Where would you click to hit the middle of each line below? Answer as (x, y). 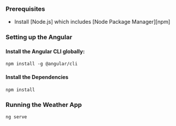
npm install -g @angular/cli (42, 64)
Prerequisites (25, 9)
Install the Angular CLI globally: (45, 51)
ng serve (16, 117)
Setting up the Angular (39, 37)
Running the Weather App (44, 105)
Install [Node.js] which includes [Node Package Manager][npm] (92, 22)
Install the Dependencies (37, 77)
